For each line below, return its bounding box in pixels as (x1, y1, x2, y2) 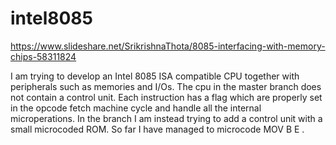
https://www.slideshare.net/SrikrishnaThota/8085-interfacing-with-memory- (10, 40, 326, 52)
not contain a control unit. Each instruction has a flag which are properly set (10, 91, 323, 103)
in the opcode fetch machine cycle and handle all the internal (10, 102, 262, 114)
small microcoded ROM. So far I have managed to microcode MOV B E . (10, 123, 305, 135)
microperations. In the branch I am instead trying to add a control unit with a (10, 112, 323, 124)
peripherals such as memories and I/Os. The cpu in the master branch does (10, 80, 322, 92)
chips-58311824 (10, 50, 77, 62)
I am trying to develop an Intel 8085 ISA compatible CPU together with (10, 70, 300, 82)
